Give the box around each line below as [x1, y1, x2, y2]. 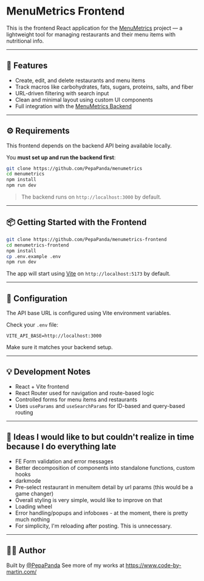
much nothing [15, 515, 50, 523]
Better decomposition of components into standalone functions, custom [15, 464, 195, 471]
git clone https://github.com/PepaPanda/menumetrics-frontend [6, 236, 167, 242]
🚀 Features [6, 61, 48, 71]
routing [15, 409, 33, 416]
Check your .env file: [6, 321, 59, 328]
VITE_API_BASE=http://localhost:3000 [6, 333, 102, 339]
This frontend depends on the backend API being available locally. [6, 141, 172, 149]
